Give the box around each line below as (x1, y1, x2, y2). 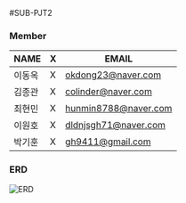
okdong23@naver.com (65, 69, 162, 81)
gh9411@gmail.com (65, 135, 151, 148)
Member (9, 29, 47, 42)
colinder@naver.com (65, 85, 153, 98)
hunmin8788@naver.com (65, 102, 173, 115)
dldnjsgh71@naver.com (65, 119, 166, 132)
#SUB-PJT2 (9, 8, 53, 18)
